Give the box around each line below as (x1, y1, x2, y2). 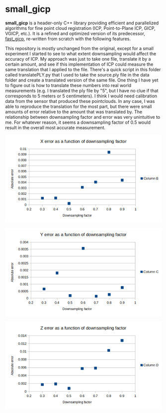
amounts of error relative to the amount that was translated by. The (5, 108, 143, 115)
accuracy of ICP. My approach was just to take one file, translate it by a (5, 56, 151, 62)
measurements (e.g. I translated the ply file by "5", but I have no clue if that (5, 87, 159, 93)
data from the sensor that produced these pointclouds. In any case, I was (5, 98, 155, 104)
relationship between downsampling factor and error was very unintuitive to (5, 114, 161, 120)
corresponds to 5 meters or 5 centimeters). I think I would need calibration (5, 93, 158, 99)
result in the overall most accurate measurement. (5, 124, 106, 130)
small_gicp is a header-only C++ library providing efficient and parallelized (5, 20, 159, 26)
